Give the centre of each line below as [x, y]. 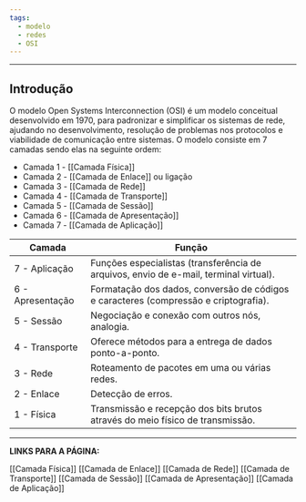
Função [191, 248]
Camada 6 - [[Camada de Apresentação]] [101, 216]
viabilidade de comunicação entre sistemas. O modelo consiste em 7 [138, 140]
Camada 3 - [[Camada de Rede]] [84, 187]
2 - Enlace [37, 394]
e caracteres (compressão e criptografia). [180, 301]
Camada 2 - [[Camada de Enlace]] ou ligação [107, 177]
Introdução [41, 89]
